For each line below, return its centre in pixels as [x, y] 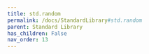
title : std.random [34, 14]
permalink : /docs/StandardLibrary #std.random [74, 20]
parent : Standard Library [45, 27]
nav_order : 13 [28, 40]
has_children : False [37, 33]
